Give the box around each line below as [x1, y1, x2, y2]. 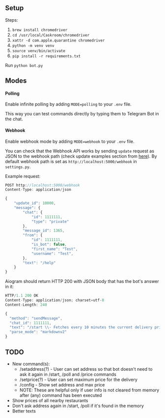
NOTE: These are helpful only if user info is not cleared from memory [19, 387, 160, 393]
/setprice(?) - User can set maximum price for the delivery [19, 377, 137, 383]
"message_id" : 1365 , [23, 228, 65, 233]
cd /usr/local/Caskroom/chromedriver [12, 33, 90, 37]
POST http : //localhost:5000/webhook [5, 182, 80, 188]
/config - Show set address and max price [19, 382, 105, 387]
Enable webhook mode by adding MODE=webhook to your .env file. [5, 138, 135, 144]
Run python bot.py [5, 62, 43, 68]
